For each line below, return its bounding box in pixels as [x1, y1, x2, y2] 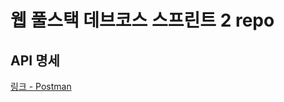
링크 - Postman [10, 81, 72, 92]
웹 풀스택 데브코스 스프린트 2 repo [10, 9, 275, 32]
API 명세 [10, 52, 60, 69]
